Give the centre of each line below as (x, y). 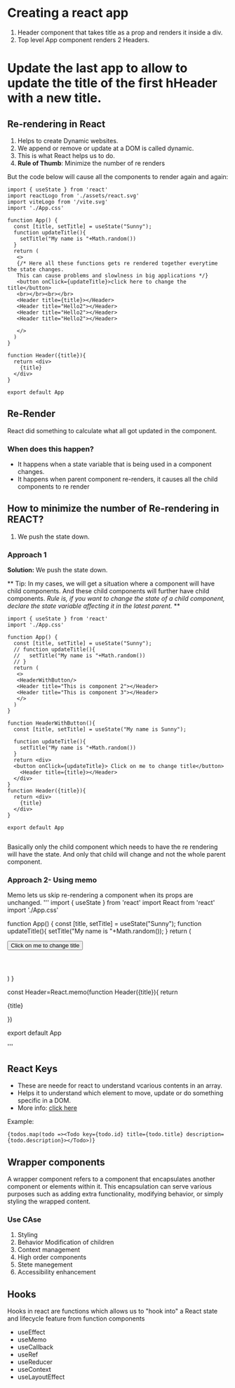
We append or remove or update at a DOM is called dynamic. (106, 148)
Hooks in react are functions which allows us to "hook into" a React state (113, 1311)
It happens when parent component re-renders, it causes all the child (117, 480)
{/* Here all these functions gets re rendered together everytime (117, 263)
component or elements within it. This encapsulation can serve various (109, 1187)
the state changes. (36, 269)
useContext (34, 1370)
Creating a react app (68, 13)
